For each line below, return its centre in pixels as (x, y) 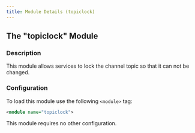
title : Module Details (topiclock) (51, 12)
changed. (18, 72)
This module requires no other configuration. (61, 123)
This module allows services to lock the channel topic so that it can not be (98, 66)
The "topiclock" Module (52, 36)
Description (24, 53)
